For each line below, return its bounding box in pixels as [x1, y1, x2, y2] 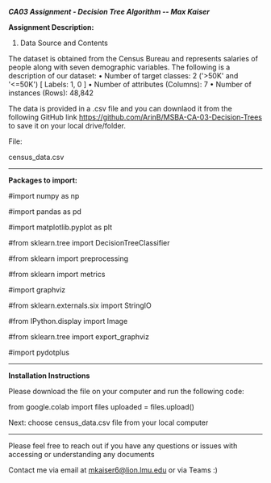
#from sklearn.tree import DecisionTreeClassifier [8, 238, 171, 247]
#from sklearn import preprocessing [8, 254, 129, 263]
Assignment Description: [8, 23, 94, 31]
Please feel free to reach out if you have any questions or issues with [8, 441, 238, 451]
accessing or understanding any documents [8, 450, 155, 459]
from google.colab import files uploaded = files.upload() [8, 402, 195, 411]
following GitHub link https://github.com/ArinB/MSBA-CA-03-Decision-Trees [8, 112, 262, 122]
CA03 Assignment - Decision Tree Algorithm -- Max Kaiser [8, 7, 210, 16]
